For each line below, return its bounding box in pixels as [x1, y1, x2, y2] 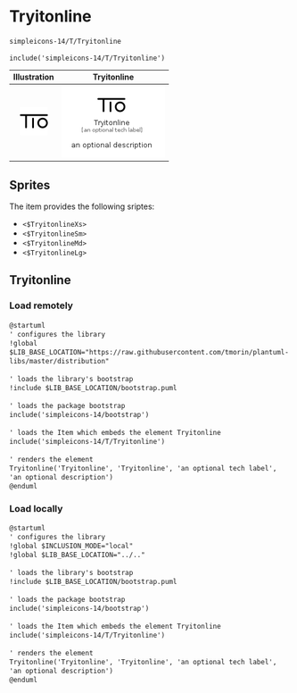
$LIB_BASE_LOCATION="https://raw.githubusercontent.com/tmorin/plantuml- [9, 347, 290, 356]
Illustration [12, 71, 55, 82]
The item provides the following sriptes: [9, 201, 155, 212]
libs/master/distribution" [9, 356, 110, 365]
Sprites [9, 177, 51, 193]
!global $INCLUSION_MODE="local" [9, 541, 134, 550]
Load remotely [9, 299, 74, 312]
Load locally [9, 502, 63, 514]
